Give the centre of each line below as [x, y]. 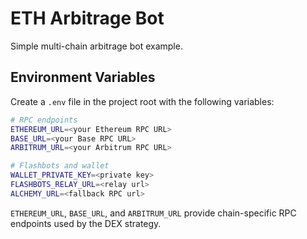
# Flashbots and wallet [60, 166]
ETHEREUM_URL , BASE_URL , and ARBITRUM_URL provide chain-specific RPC [153, 213]
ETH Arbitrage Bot [87, 18]
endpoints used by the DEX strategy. [86, 223]
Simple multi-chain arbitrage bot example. [96, 46]
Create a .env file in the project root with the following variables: [142, 101]
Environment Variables [83, 77]
